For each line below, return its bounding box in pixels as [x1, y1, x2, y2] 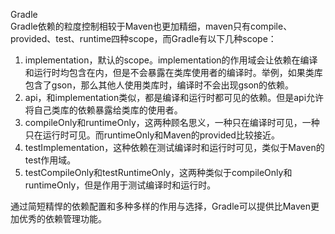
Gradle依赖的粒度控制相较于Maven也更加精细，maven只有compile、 [10, 20, 293, 32]
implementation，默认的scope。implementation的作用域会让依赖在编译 [24, 54, 318, 66]
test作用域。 [24, 154, 77, 166]
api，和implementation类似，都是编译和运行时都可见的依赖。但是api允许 [24, 92, 325, 103]
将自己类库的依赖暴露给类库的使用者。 [24, 104, 183, 116]
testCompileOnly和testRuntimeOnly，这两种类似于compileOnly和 [24, 167, 293, 178]
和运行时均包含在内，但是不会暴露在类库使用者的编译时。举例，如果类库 [24, 67, 323, 78]
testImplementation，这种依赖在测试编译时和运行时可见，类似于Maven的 [24, 142, 325, 153]
